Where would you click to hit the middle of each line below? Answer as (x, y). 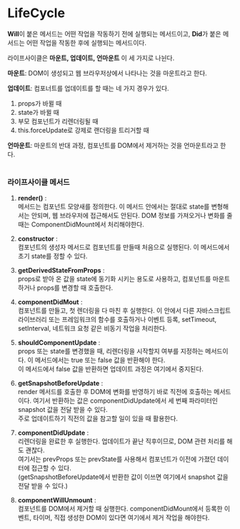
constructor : (38, 239)
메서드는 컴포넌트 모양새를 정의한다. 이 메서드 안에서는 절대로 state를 (114, 207)
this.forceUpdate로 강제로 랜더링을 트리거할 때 (84, 130)
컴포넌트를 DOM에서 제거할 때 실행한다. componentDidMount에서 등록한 (120, 509)
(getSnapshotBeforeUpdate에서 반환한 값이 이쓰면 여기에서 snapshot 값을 (123, 477)
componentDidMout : (50, 302)
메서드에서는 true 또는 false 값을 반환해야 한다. (100, 360)
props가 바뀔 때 (40, 103)
